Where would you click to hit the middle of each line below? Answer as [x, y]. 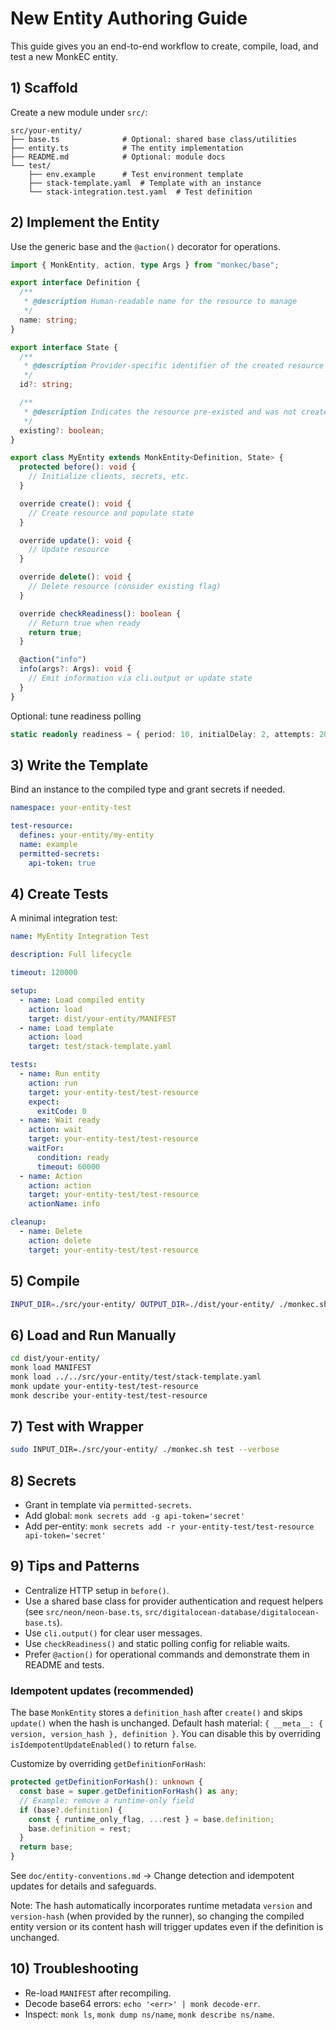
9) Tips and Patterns [75, 1566]
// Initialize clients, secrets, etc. [109, 477]
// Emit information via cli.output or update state [140, 678]
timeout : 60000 [68, 1167]
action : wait [55, 1130]
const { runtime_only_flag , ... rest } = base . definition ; [151, 1819]
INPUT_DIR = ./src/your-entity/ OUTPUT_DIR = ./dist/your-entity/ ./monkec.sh [169, 1304]
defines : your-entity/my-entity [87, 835]
